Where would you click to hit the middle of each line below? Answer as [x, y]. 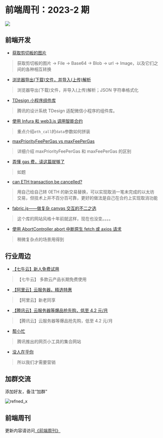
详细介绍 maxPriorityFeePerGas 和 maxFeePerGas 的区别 [74, 151]
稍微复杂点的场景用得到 [40, 239]
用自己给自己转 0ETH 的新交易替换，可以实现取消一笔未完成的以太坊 [86, 192]
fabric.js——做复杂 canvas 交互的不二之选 [54, 208]
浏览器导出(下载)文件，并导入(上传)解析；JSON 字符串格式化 [78, 90]
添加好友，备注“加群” [26, 392]
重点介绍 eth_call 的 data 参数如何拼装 [54, 131]
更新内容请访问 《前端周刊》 [33, 431]
